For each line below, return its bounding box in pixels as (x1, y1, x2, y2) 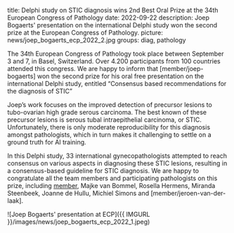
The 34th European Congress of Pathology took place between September (7, 49, 224, 58)
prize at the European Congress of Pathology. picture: (7, 28, 164, 37)
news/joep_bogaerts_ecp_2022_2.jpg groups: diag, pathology (7, 36, 186, 44)
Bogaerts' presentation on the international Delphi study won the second (7, 21, 218, 29)
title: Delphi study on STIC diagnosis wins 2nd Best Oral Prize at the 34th (7, 6, 219, 14)
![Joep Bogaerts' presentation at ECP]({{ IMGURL (7, 210, 150, 218)
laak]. (7, 196, 23, 205)
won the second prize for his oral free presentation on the (37, 72, 204, 80)
